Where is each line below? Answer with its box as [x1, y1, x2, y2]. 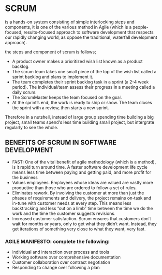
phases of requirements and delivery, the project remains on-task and [12, 195, 151, 201]
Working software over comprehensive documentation [12, 254, 121, 260]
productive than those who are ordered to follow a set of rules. [12, 185, 137, 191]
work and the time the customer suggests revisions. [12, 210, 116, 216]
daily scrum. [12, 89, 37, 95]
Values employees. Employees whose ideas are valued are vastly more [12, 179, 153, 185]
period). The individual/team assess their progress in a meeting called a [12, 84, 155, 90]
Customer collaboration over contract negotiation [12, 259, 110, 265]
